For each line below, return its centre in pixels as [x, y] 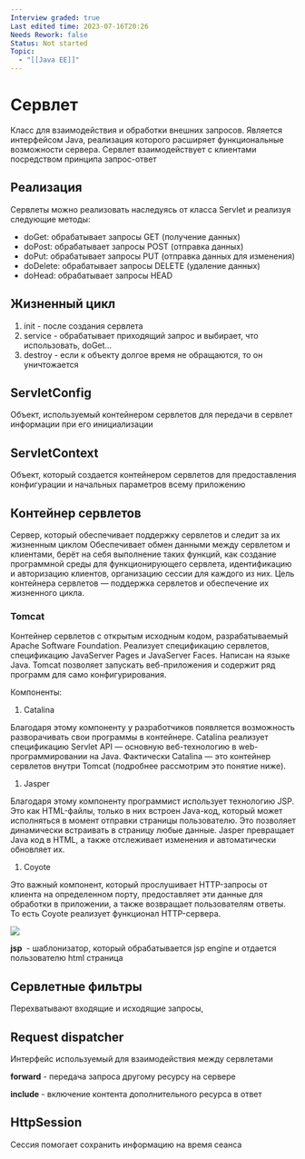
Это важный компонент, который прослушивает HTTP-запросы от [139, 885]
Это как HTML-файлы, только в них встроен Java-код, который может [147, 811]
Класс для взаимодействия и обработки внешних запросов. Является [147, 130]
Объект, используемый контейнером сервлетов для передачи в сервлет [152, 415]
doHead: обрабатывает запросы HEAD [98, 275]
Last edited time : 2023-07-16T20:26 [79, 26]
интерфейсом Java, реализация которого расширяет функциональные [147, 139]
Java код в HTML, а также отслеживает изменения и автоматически [143, 840]
